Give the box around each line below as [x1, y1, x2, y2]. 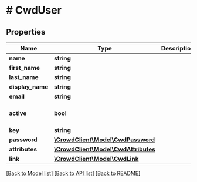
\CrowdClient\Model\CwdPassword [53, 136, 155, 144]
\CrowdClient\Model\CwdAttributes [53, 145, 156, 153]
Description [161, 45, 195, 52]
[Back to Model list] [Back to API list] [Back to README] [6, 170, 141, 177]
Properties [6, 27, 46, 37]
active [9, 109, 27, 117]
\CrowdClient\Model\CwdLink [53, 155, 139, 163]
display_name [9, 83, 49, 91]
